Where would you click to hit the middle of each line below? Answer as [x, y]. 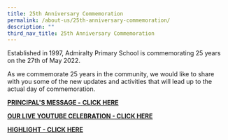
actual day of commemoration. [51, 89]
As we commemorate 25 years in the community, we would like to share [111, 74]
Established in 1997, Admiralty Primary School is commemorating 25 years [114, 53]
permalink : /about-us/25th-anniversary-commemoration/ [89, 20]
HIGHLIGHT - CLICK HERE [45, 129]
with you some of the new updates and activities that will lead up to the [109, 82]
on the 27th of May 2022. [44, 61]
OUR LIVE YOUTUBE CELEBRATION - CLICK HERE [80, 116]
